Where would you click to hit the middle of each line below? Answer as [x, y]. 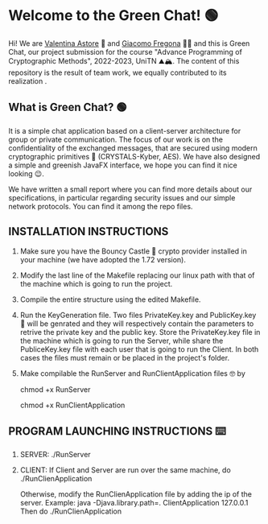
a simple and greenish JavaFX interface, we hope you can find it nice [123, 165]
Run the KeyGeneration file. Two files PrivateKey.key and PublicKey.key [138, 315]
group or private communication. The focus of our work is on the [116, 139]
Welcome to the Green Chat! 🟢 [113, 16]
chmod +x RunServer [55, 389]
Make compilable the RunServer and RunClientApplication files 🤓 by [132, 373]
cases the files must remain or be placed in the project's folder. [125, 357]
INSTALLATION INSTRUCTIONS [89, 231]
